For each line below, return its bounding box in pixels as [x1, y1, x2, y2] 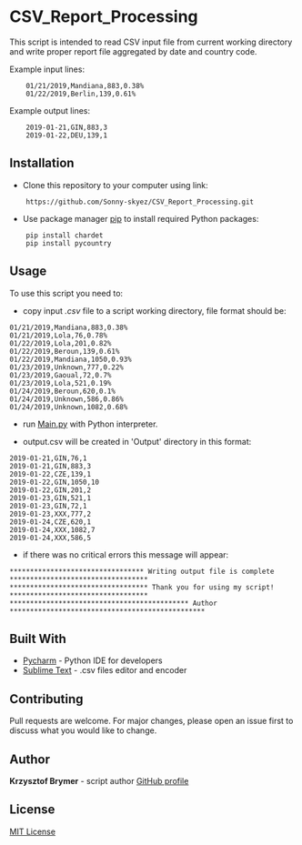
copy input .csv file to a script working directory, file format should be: [22, 305, 287, 316]
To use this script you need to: [9, 287, 124, 298]
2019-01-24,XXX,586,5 [9, 533, 92, 542]
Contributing [9, 691, 84, 707]
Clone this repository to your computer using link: [22, 179, 209, 190]
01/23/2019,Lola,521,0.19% [9, 378, 112, 387]
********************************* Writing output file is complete [9, 567, 275, 576]
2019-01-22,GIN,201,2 [9, 485, 92, 495]
